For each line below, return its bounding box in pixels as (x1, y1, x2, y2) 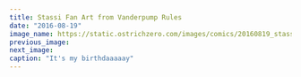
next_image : (9, 46, 54, 55)
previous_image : (9, 37, 70, 47)
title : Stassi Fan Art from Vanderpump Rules (9, 12, 182, 22)
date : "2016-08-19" (9, 21, 82, 30)
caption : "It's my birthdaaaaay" (9, 54, 134, 63)
